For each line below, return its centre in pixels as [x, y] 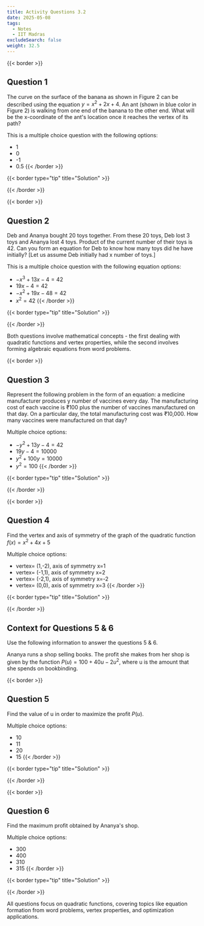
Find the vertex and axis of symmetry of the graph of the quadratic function [101, 535]
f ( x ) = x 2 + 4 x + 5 [29, 542]
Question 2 [28, 221]
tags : [14, 23]
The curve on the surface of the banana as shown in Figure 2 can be [93, 97]
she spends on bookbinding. [42, 668]
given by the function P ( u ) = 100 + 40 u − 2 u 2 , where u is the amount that [98, 661]
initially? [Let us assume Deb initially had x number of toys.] [81, 255]
